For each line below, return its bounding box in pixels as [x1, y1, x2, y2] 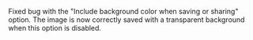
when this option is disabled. [8, 24, 101, 32]
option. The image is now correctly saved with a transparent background [8, 15, 245, 24]
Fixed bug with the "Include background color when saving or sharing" [8, 7, 239, 16]
